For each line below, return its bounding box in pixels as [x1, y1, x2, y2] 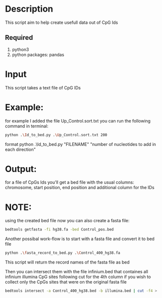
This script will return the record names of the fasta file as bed [5, 259, 130, 265]
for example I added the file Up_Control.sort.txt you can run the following [5, 118, 151, 123]
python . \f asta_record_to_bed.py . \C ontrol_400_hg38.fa [5, 250, 120, 256]
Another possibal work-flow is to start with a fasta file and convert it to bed [5, 236, 155, 242]
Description [5, 3, 53, 15]
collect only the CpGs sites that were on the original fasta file [5, 279, 127, 285]
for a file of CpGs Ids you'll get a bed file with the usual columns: [5, 179, 134, 185]
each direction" [5, 146, 36, 152]
